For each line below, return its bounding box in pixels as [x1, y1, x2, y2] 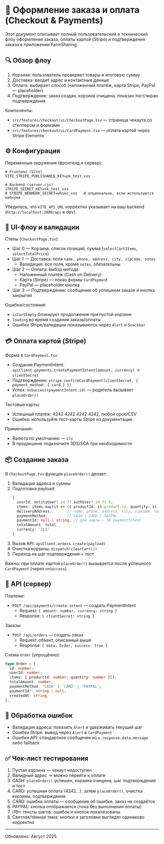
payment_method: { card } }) [12, 383, 72, 388]
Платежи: [5, 593, 25, 599]
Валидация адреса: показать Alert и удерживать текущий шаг [12, 724, 143, 730]
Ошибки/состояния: [5, 302, 46, 308]
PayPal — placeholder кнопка [19, 282, 80, 288]
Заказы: [5, 622, 22, 628]
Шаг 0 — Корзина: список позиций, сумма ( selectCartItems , [12, 245, 138, 252]
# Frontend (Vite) [5, 169, 42, 174]
